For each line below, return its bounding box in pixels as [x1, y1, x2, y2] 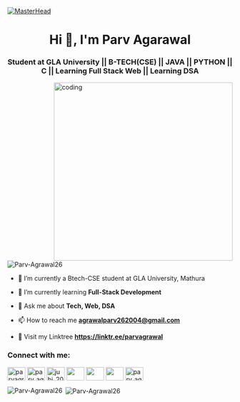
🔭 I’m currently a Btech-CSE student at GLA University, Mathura [17, 274, 206, 283]
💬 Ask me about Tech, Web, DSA [17, 301, 116, 310]
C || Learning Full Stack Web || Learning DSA [41, 66, 199, 76]
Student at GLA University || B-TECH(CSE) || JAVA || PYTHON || [7, 57, 233, 67]
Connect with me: [7, 350, 71, 360]
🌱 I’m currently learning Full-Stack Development [17, 288, 162, 297]
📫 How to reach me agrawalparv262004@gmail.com [17, 316, 181, 324]
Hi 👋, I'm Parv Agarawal [49, 32, 191, 48]
